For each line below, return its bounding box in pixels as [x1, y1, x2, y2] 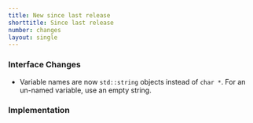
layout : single [8, 33, 58, 42]
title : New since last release [8, 11, 111, 20]
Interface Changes [8, 60, 81, 71]
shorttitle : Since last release [8, 19, 114, 27]
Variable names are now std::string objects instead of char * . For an [19, 77, 246, 86]
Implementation [8, 105, 71, 116]
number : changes [8, 26, 61, 34]
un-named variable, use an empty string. [19, 85, 152, 95]
